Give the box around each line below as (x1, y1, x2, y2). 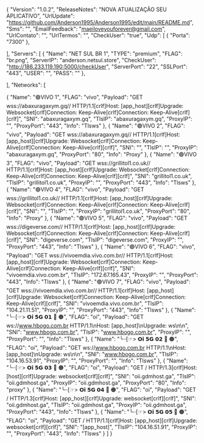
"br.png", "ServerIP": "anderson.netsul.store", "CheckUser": (6, 57, 157, 63)
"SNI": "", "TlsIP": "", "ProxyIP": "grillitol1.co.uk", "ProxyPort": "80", (23, 207, 191, 215)
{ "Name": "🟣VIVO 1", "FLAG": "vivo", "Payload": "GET (6, 93, 143, 101)
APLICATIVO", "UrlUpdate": (6, 12, 75, 20)
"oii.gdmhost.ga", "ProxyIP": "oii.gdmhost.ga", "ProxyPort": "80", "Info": (6, 379, 186, 386)
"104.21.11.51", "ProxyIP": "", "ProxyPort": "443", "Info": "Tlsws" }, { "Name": (6, 306, 196, 314)
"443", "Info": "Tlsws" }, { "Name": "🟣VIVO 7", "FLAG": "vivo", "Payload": (6, 278, 191, 285)
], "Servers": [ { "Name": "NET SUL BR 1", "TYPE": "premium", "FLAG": (6, 50, 183, 57)
